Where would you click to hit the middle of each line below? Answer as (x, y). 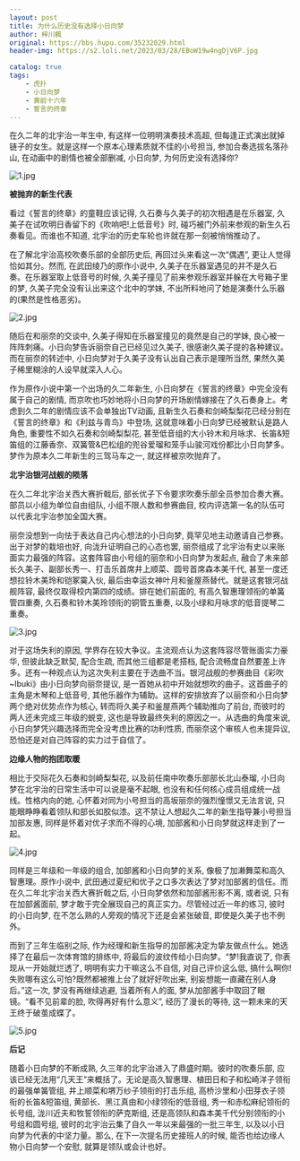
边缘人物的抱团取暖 (45, 759)
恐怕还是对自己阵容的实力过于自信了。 (80, 740)
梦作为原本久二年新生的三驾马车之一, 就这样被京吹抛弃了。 (117, 456)
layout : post (34, 17)
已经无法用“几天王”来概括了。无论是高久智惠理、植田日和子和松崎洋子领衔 (154, 1079)
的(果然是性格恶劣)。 (48, 299)
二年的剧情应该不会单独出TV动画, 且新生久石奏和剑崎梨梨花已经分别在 (162, 411)
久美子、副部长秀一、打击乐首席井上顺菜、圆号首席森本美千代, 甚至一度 (148, 569)
